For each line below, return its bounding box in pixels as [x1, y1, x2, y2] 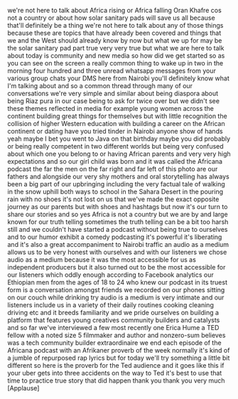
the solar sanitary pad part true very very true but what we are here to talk [7, 44, 225, 52]
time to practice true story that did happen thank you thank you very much [7, 376, 225, 385]
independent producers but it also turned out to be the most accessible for [7, 263, 226, 271]
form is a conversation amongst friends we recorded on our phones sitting [7, 286, 225, 294]
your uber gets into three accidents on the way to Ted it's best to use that [7, 369, 222, 377]
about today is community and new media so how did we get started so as [7, 51, 225, 60]
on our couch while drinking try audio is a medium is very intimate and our [7, 293, 225, 302]
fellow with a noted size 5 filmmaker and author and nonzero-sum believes [7, 331, 226, 339]
